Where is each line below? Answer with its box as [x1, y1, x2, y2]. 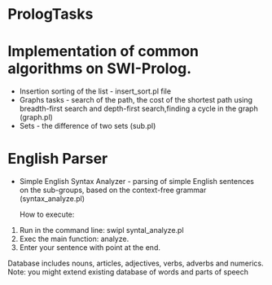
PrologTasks [7, 5, 94, 24]
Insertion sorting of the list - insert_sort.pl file [19, 86, 172, 96]
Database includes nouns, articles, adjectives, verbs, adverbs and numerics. [7, 258, 264, 269]
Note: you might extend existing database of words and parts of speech [7, 267, 249, 277]
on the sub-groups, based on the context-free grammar [19, 185, 207, 195]
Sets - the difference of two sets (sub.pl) [19, 121, 156, 131]
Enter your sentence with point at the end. [19, 243, 160, 252]
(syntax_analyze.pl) [19, 194, 86, 204]
